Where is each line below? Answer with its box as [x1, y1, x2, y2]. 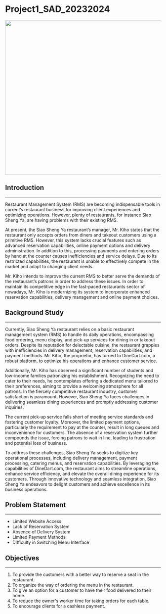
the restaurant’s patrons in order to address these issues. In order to [5, 278, 144, 284]
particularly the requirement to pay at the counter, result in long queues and [5, 424, 159, 430]
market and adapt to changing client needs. [5, 263, 94, 269]
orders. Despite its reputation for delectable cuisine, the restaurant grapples [5, 342, 160, 348]
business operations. [5, 486, 48, 492]
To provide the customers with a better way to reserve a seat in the [12, 571, 149, 577]
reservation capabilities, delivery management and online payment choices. [5, 294, 159, 300]
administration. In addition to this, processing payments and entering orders [5, 247, 160, 253]
